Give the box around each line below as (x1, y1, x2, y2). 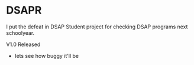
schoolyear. (6, 29, 35, 36)
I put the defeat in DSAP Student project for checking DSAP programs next (6, 23, 188, 30)
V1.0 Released (6, 41, 41, 48)
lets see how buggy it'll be (14, 52, 79, 59)
